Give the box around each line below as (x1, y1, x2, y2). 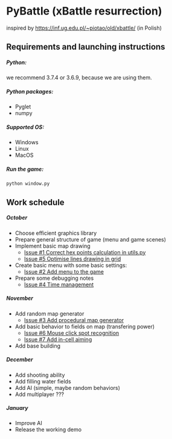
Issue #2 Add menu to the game (24, 268, 104, 275)
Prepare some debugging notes (14, 274, 94, 282)
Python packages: (6, 88, 54, 95)
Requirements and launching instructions (6, 42, 165, 52)
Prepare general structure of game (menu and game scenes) (14, 236, 167, 243)
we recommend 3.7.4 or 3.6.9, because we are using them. (6, 74, 152, 81)
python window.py (6, 180, 50, 187)
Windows (14, 139, 39, 146)
